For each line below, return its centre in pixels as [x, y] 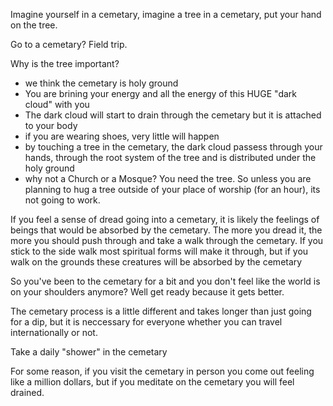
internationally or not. [54, 332]
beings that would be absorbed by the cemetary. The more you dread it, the [166, 230]
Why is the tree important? [65, 63]
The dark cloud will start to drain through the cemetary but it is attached [173, 115]
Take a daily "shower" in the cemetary [89, 352]
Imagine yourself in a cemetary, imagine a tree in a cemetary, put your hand [166, 14]
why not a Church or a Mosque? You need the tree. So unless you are [168, 178]
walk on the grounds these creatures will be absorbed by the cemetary [156, 262]
